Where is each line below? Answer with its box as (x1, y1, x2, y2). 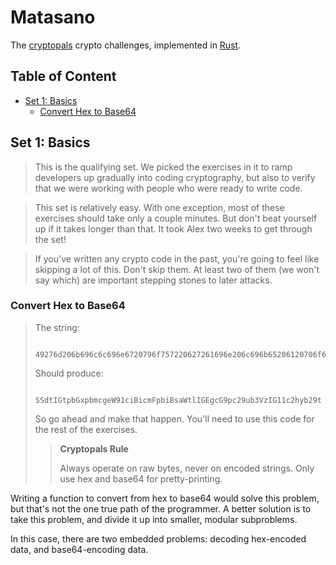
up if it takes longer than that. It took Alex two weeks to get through (34, 222, 313, 235)
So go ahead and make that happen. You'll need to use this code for (34, 412, 315, 425)
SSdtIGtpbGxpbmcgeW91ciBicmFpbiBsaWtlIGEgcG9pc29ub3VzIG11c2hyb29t (34, 395, 322, 405)
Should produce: (34, 367, 104, 379)
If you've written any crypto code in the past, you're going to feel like (34, 252, 320, 265)
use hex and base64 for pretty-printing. (59, 472, 223, 485)
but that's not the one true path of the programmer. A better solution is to (10, 502, 312, 515)
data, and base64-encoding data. (10, 543, 149, 555)
